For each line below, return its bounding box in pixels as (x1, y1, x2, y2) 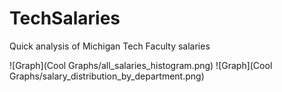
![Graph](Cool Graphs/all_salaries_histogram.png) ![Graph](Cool (9, 59, 273, 71)
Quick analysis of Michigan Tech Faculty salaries (9, 40, 211, 52)
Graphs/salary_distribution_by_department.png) (9, 70, 205, 82)
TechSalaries (9, 7, 121, 30)
